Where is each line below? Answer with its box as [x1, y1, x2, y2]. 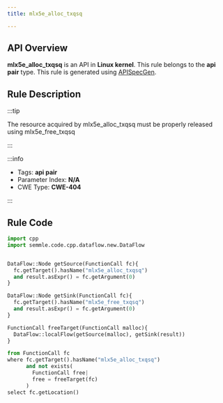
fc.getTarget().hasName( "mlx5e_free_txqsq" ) [13, 299, 145, 306]
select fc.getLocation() [7, 388, 79, 396]
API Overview [7, 43, 68, 54]
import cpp [7, 235, 39, 243]
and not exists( [25, 363, 73, 370]
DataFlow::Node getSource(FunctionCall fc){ [7, 260, 139, 267]
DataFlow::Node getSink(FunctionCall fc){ [7, 292, 132, 300]
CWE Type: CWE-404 [17, 183, 82, 192]
